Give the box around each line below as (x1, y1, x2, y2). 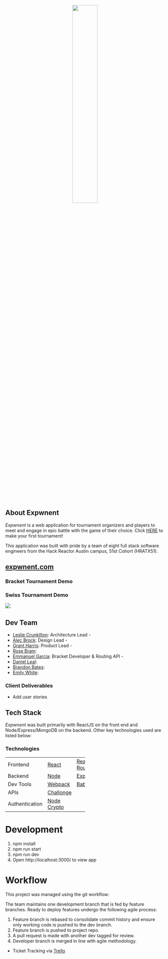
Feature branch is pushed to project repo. (12, 927, 100, 933)
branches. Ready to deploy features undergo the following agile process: (5, 906, 157, 912)
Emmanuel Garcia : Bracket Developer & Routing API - (12, 653, 123, 659)
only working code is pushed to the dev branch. (12, 921, 112, 928)
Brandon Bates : (12, 664, 45, 670)
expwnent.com (5, 563, 54, 572)
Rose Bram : (12, 648, 37, 654)
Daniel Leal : (12, 659, 37, 665)
